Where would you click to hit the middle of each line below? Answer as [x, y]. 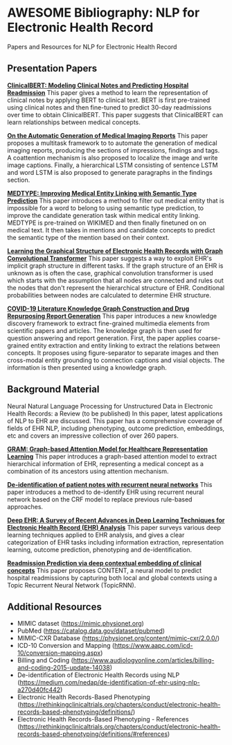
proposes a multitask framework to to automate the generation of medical [112, 143]
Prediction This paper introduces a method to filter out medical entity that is [116, 200]
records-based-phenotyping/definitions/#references [92, 734]
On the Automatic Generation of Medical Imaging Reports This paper [108, 135]
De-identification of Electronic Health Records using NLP [98, 675]
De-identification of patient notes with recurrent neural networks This [110, 484]
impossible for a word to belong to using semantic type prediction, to [106, 208]
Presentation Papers [52, 68]
